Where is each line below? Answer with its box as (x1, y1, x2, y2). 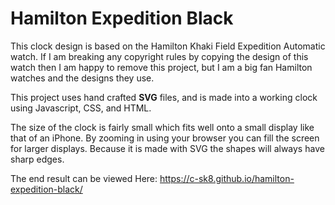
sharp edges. (10, 153, 65, 165)
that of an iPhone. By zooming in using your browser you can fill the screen (10, 132, 320, 144)
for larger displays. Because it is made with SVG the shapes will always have (10, 142, 325, 154)
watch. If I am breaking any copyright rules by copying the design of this (10, 50, 309, 62)
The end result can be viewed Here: (10, 172, 158, 184)
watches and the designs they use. (10, 72, 155, 84)
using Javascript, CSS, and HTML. (10, 102, 152, 114)
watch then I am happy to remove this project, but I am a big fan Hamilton (10, 61, 313, 73)
